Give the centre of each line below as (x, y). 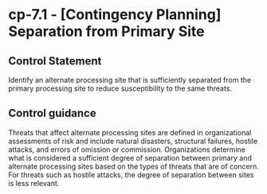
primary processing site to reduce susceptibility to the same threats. (120, 88)
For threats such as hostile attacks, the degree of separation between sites (131, 175)
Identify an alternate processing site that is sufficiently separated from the (130, 80)
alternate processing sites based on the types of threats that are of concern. (133, 166)
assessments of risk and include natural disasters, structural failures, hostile (133, 141)
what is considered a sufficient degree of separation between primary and (130, 157)
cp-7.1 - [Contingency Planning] (115, 15)
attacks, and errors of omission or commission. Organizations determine (127, 149)
